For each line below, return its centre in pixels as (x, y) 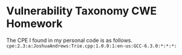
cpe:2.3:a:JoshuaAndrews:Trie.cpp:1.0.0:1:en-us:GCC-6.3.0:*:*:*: (92, 46)
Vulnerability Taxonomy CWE (82, 11)
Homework (34, 24)
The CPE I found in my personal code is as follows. (70, 40)
